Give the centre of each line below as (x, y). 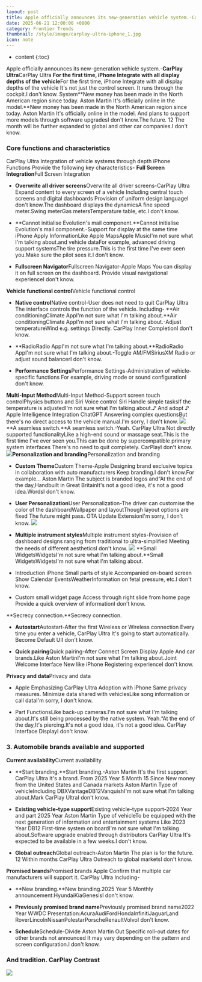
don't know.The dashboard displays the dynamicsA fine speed (92, 205)
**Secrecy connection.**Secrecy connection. (64, 615)
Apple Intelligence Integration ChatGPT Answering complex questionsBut (97, 415)
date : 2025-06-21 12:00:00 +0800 (48, 23)
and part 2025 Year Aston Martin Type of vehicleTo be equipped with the (105, 815)
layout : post (23, 12)
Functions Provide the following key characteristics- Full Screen (86, 168)
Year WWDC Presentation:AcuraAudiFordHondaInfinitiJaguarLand (97, 913)
